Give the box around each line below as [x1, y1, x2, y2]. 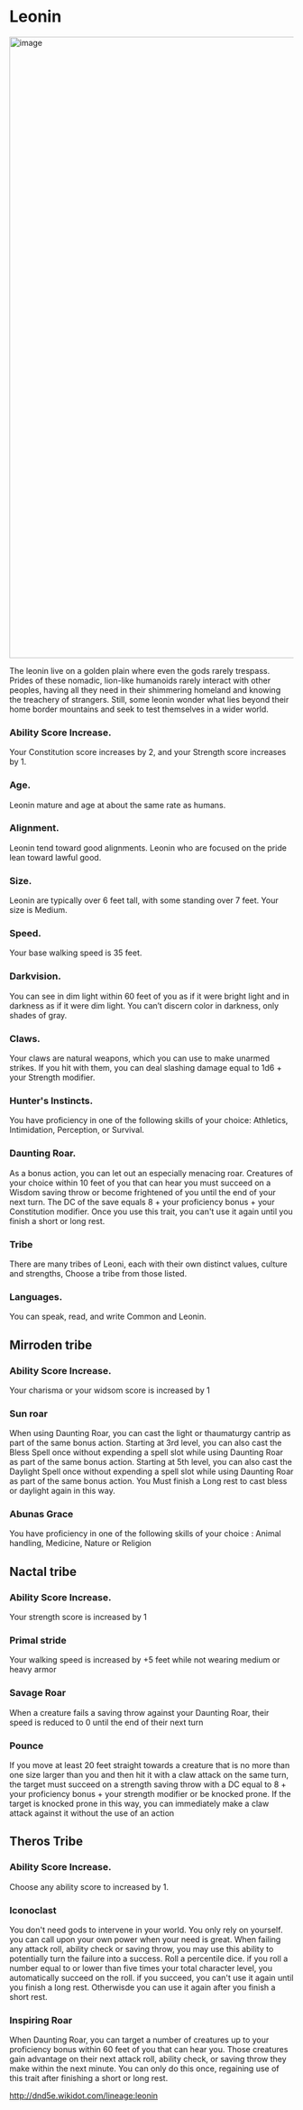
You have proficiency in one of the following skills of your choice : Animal [9, 1528, 281, 1539]
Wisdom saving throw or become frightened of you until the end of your [9, 1186, 277, 1197]
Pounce [9, 1739, 44, 1752]
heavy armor [9, 1664, 57, 1675]
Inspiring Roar [9, 2013, 73, 2026]
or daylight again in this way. [9, 1486, 115, 1497]
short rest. [9, 1992, 48, 2003]
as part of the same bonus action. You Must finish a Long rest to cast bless [9, 1476, 288, 1487]
